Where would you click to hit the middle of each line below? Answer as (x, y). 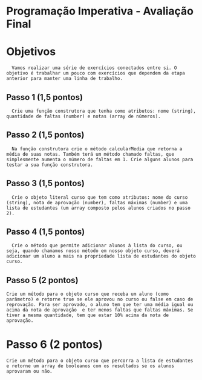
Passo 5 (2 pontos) (42, 280)
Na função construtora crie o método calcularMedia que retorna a (97, 149)
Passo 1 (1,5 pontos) (45, 97)
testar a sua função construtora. (50, 165)
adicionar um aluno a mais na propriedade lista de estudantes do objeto (101, 256)
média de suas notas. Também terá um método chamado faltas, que (90, 154)
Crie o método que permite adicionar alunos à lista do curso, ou (97, 246)
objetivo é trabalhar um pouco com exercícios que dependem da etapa (96, 73)
